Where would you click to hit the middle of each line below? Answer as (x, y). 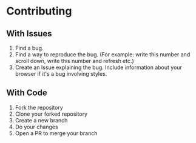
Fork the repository (39, 107)
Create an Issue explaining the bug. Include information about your (98, 67)
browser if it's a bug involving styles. (61, 74)
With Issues (29, 34)
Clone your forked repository (51, 114)
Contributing (39, 11)
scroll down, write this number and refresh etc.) (75, 61)
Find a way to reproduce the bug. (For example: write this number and (103, 55)
